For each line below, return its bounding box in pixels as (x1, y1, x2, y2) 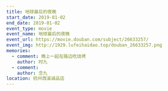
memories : (6, 48, 31, 54)
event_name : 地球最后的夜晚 (6, 31, 70, 37)
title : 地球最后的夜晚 (6, 8, 57, 15)
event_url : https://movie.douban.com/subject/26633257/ (6, 37, 149, 43)
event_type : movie (6, 25, 52, 32)
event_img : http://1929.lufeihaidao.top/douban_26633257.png (6, 43, 163, 48)
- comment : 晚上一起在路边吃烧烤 (11, 53, 86, 59)
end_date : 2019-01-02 (6, 20, 61, 26)
